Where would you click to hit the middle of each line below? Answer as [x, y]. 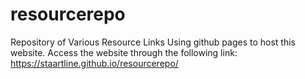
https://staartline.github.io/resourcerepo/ [94, 63]
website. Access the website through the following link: [124, 52]
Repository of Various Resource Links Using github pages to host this [153, 42]
